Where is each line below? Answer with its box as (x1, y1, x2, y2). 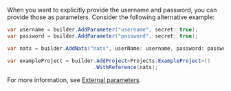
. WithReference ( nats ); (93, 64, 158, 70)
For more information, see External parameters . (7, 76, 142, 84)
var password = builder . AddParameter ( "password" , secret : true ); (7, 32, 198, 40)
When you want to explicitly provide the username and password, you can (7, 6, 217, 14)
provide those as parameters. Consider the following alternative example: (7, 13, 215, 21)
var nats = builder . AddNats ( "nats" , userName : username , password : (7, 44, 205, 52)
